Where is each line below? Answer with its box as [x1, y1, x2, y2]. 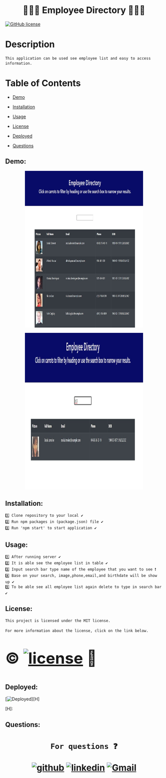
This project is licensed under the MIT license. [5, 619, 111, 624]
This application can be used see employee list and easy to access [5, 56, 151, 61]
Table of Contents [5, 78, 81, 89]
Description [5, 39, 55, 50]
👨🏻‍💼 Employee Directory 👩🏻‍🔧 [22, 5, 145, 16]
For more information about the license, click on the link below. [5, 629, 149, 634]
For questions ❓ [50, 742, 118, 751]
